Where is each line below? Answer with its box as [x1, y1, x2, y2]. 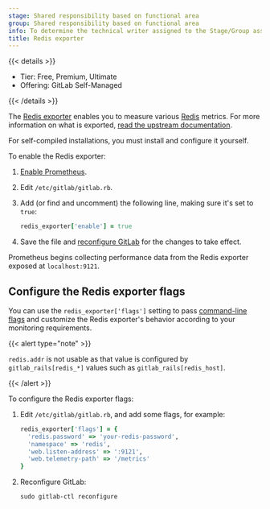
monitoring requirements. [8, 323, 92, 333]
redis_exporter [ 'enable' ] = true [19, 222, 133, 230]
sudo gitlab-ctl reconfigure [19, 493, 118, 501]
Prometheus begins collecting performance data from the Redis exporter [8, 253, 249, 263]
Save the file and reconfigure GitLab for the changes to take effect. [19, 237, 242, 246]
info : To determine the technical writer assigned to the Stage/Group [8, 27, 250, 35]
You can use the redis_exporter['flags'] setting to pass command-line [8, 305, 247, 315]
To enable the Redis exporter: [8, 151, 106, 161]
